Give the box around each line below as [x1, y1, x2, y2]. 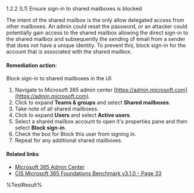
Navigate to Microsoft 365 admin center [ [14, 86, 116, 94]
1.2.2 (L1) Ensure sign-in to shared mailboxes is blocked [6, 5, 142, 12]
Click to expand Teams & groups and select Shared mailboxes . [14, 99, 171, 106]
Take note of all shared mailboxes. [14, 105, 99, 112]
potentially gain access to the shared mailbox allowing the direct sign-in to [6, 29, 189, 36]
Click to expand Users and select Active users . [14, 112, 132, 119]
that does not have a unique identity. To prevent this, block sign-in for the [6, 42, 186, 49]
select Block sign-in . [14, 124, 67, 131]
